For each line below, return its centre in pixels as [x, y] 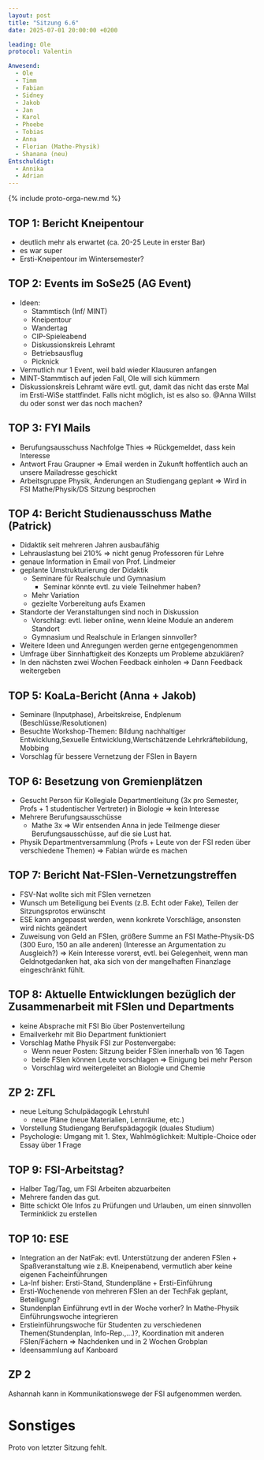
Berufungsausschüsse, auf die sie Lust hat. [101, 834]
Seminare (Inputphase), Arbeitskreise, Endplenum [100, 715]
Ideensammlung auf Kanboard [69, 1350]
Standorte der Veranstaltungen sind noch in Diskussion [109, 612]
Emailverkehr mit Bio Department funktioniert [93, 1034]
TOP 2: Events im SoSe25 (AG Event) [100, 284]
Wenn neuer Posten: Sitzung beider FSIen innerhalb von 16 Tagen [138, 1051]
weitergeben [40, 670]
